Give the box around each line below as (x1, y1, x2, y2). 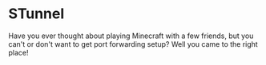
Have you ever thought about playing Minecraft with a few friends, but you (8, 31, 254, 40)
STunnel (8, 5, 65, 23)
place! (8, 48, 30, 57)
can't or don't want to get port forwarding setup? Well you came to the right (8, 39, 258, 48)
